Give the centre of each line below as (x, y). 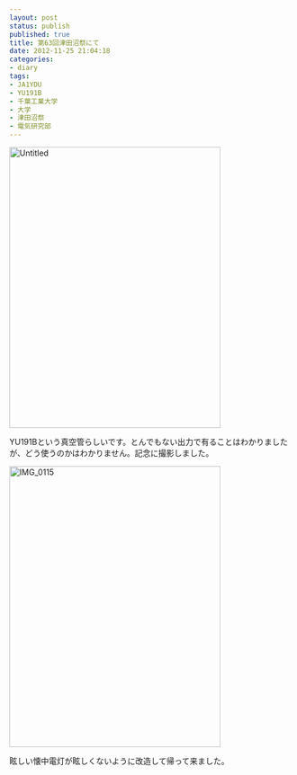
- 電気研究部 (30, 127)
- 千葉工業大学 (34, 101)
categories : (31, 59)
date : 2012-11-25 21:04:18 (60, 51)
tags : (19, 76)
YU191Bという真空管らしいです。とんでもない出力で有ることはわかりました (148, 442)
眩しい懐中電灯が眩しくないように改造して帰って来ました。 (119, 761)
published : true (40, 34)
